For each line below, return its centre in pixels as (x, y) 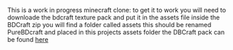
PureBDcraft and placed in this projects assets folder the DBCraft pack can (116, 32)
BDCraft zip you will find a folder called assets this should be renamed (109, 25)
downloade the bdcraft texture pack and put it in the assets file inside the (114, 17)
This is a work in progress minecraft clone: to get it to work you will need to (117, 10)
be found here (28, 40)
